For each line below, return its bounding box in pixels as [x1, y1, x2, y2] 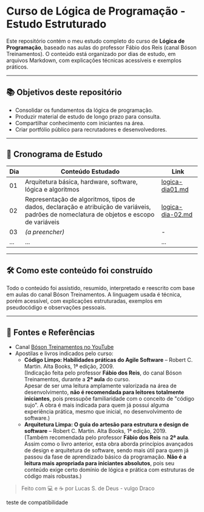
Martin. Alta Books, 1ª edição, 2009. [24, 363, 114, 370]
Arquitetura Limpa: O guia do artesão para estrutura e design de [24, 421, 189, 428]
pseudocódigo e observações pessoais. [6, 304, 107, 311]
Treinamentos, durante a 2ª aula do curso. [24, 376, 131, 383]
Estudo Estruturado [6, 17, 107, 31]
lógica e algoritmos [25, 185, 80, 193]
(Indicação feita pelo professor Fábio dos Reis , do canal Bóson [24, 369, 182, 376]
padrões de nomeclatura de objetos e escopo [25, 210, 155, 218]
